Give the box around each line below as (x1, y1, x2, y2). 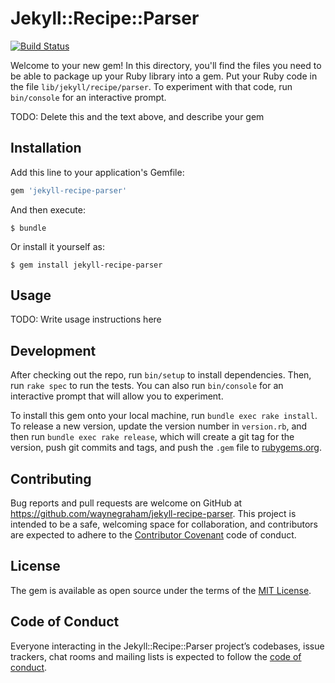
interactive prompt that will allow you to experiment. (10, 390, 224, 402)
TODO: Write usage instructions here (10, 313, 162, 326)
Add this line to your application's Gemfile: (10, 166, 185, 178)
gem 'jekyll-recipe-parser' (10, 185, 128, 196)
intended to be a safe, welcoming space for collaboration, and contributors (10, 518, 318, 531)
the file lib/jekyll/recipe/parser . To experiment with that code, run (10, 80, 293, 92)
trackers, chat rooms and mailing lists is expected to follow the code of (10, 650, 302, 662)
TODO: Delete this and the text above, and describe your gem (10, 110, 265, 122)
